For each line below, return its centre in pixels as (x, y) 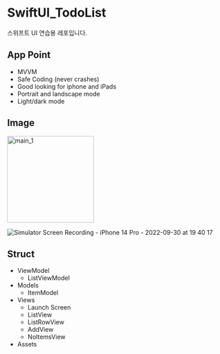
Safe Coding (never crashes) (58, 79)
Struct (21, 254)
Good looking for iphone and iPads (66, 86)
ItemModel (43, 293)
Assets (27, 344)
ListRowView (46, 322)
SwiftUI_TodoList (57, 13)
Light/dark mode (41, 101)
